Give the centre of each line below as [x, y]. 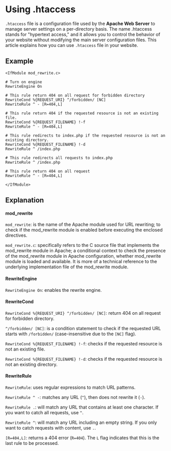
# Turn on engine [24, 82]
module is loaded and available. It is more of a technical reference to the [81, 262]
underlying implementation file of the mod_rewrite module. [67, 267]
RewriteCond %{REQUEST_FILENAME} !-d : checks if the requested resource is [84, 359]
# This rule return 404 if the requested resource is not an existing [82, 113]
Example [19, 61]
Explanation [25, 200]
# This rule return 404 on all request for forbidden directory [75, 95]
